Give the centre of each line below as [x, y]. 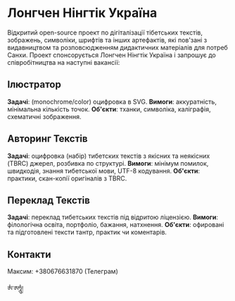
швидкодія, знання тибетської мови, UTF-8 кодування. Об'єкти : [104, 171]
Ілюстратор [34, 85]
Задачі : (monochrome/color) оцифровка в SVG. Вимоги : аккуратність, [112, 102]
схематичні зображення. [45, 116]
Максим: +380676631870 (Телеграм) [63, 271]
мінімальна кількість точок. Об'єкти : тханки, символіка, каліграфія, [109, 109]
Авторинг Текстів [47, 139]
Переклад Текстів [49, 200]
